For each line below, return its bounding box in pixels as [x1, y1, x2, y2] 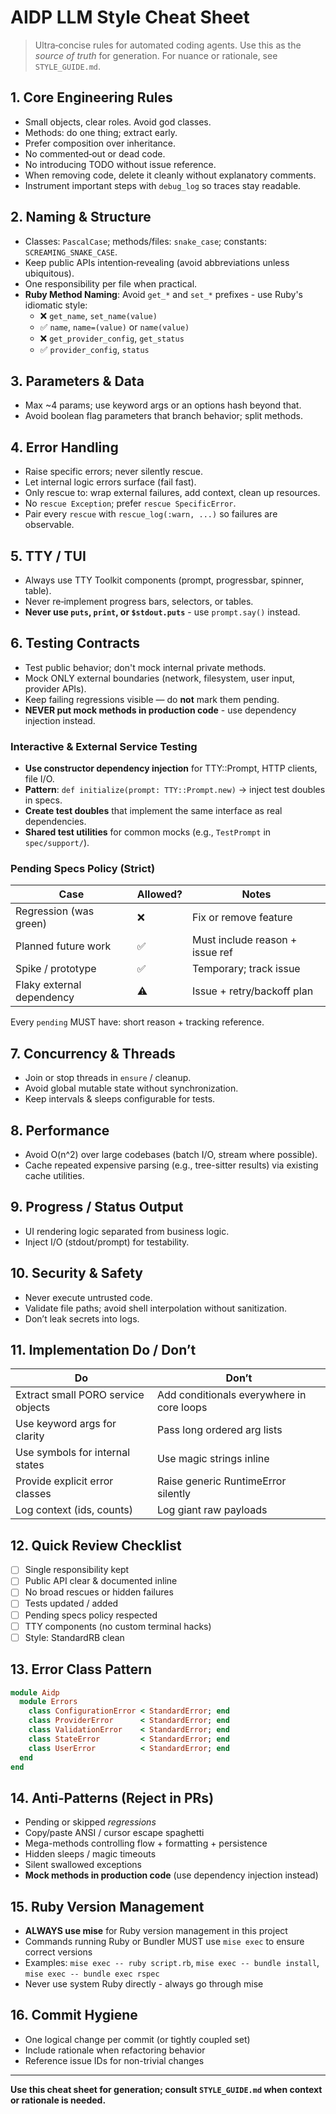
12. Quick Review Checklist [10, 1537, 182, 1554]
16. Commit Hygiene [10, 2007, 138, 2024]
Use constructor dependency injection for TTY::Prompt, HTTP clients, [24, 762, 318, 775]
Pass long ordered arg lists [156, 1423, 283, 1437]
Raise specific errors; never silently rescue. [24, 466, 204, 478]
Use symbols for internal [15, 1446, 131, 1460]
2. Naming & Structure [10, 209, 152, 226]
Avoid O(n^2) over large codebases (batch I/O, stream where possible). [24, 1149, 318, 1161]
